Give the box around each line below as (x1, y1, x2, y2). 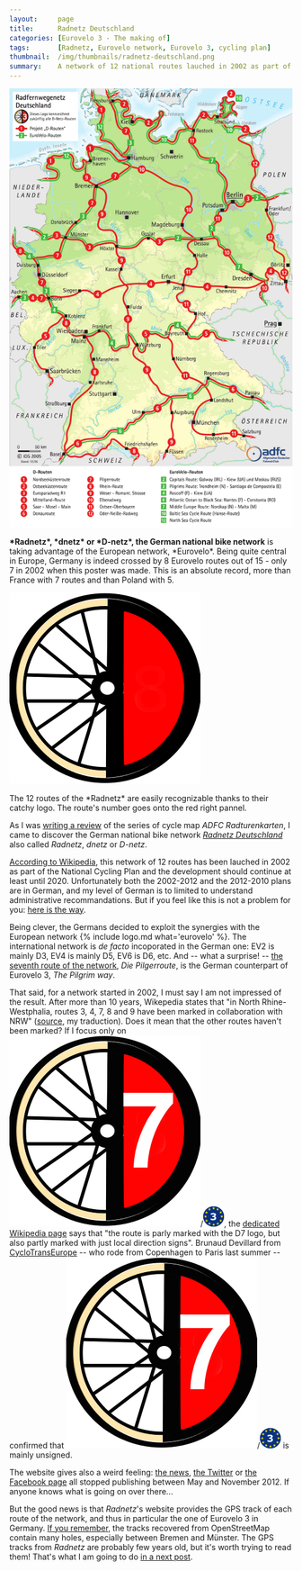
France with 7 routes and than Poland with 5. (9, 574, 174, 585)
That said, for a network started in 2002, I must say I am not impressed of (9, 987, 282, 998)
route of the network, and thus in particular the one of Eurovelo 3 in (9, 1512, 259, 1523)
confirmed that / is (9, 1440, 289, 1450)
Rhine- (262, 996, 287, 1007)
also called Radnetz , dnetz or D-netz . (9, 838, 148, 850)
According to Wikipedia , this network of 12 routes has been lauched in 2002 (9, 856, 290, 867)
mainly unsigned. (9, 1449, 74, 1460)
